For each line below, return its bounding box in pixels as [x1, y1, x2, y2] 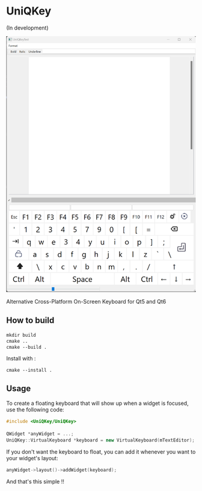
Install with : [6, 354, 36, 362]
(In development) [6, 24, 49, 31]
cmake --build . [6, 344, 47, 350]
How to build [6, 315, 55, 326]
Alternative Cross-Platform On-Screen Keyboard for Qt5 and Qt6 [6, 298, 167, 305]
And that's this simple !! [6, 478, 64, 485]
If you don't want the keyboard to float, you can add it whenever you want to [6, 448, 196, 455]
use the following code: [6, 405, 64, 413]
